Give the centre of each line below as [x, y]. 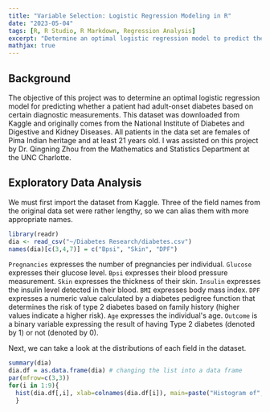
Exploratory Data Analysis [75, 183]
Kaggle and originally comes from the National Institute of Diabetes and [127, 123]
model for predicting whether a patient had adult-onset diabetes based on [131, 106]
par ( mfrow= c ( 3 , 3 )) [39, 378]
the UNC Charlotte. [40, 157]
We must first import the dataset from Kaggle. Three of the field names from [135, 202]
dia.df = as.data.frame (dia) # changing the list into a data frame [125, 371]
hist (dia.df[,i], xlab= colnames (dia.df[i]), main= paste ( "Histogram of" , [140, 393]
